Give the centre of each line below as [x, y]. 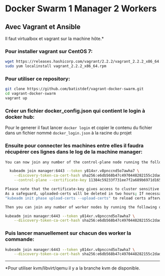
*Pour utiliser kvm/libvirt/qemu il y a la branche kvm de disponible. [73, 268]
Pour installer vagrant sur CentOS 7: [49, 51]
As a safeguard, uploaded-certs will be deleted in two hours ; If [74, 193]
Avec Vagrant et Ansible [43, 27]
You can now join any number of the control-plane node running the [77, 162]
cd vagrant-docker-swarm [30, 94]
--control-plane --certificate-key [50, 180]
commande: [20, 240]
